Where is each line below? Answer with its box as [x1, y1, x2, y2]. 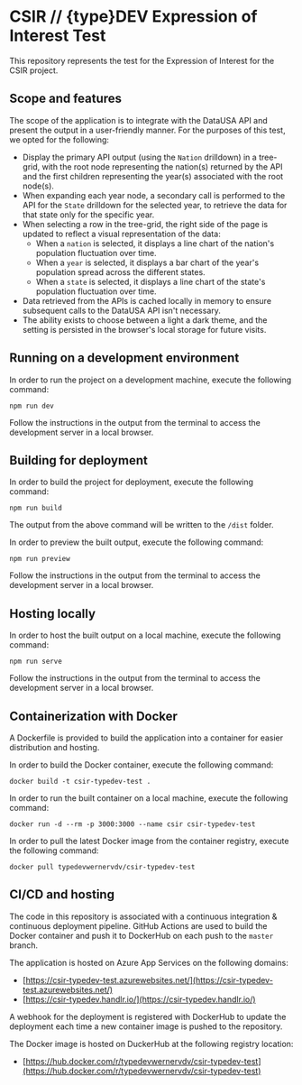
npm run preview [9, 555, 70, 564]
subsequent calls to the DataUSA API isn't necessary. [22, 305, 221, 316]
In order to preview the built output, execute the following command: [9, 537, 264, 547]
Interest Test [9, 25, 106, 46]
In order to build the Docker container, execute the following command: [9, 759, 274, 770]
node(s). [22, 180, 54, 191]
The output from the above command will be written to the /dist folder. [9, 520, 274, 530]
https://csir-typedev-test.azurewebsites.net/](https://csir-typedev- [25, 974, 273, 985]
